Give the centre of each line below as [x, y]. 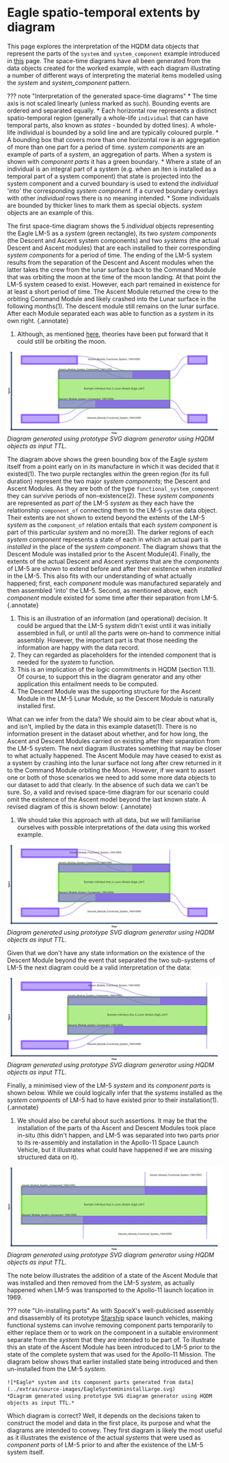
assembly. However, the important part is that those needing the [107, 640]
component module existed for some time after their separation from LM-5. [113, 598]
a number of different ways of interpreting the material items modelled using [114, 75]
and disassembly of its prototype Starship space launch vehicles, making [110, 1318]
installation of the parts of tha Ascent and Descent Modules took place [116, 1128]
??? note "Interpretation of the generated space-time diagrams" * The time [112, 96]
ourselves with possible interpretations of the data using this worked [113, 828]
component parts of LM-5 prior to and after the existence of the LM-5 [105, 1444]
